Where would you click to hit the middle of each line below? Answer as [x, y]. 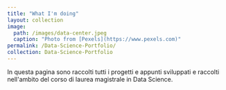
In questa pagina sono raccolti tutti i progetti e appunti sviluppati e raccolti [113, 72]
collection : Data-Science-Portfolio [60, 53]
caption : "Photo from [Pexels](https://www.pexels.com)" [97, 39]
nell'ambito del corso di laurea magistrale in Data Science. [90, 79]
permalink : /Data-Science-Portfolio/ [62, 46]
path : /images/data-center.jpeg [60, 33]
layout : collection [35, 20]
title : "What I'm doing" [43, 13]
